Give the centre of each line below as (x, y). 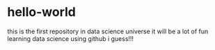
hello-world (42, 12)
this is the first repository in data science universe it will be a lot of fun (108, 31)
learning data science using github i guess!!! (71, 38)
